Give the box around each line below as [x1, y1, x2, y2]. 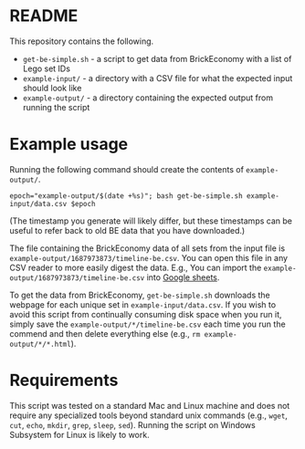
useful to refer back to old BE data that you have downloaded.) [9, 224, 246, 235]
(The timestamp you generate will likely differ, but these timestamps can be [9, 215, 292, 226]
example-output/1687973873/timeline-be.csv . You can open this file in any [9, 252, 289, 263]
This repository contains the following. [9, 36, 154, 47]
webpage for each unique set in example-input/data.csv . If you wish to [9, 298, 277, 310]
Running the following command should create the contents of [9, 163, 245, 174]
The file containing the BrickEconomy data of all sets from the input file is [9, 243, 286, 254]
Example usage [9, 134, 129, 155]
